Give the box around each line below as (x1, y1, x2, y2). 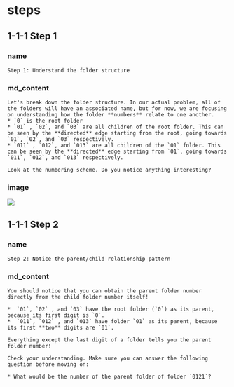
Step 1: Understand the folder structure (7, 67, 130, 74)
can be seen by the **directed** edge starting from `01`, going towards (7, 148, 228, 156)
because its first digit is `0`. (7, 312, 105, 319)
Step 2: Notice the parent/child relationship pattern (7, 255, 171, 263)
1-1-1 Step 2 (7, 218, 59, 230)
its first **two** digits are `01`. (7, 325, 114, 332)
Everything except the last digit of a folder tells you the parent (7, 337, 212, 344)
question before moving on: (7, 361, 90, 368)
